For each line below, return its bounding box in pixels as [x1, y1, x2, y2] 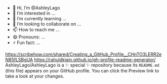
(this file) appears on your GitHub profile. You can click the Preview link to [5, 68, 159, 73]
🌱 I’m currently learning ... [12, 16, 67, 21]
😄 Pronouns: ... [12, 34, 46, 40]
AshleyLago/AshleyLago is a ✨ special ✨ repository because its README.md [5, 62, 159, 68]
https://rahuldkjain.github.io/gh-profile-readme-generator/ [34, 57, 156, 63]
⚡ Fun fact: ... [12, 39, 40, 46]
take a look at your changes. [5, 73, 65, 79]
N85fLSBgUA [5, 57, 33, 63]
